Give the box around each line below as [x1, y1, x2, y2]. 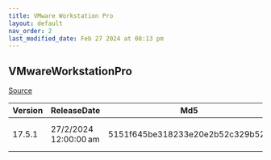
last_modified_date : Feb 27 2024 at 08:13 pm [8, 34, 164, 43]
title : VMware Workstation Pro [8, 11, 114, 20]
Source [8, 86, 32, 95]
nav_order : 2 [8, 27, 52, 35]
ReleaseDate [51, 105, 101, 116]
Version [12, 105, 44, 116]
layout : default [8, 19, 63, 27]
